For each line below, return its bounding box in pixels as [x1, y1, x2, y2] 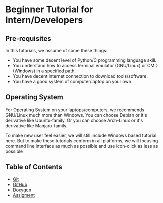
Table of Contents [5, 163, 63, 171]
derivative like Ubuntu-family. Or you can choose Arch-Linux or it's [5, 117, 143, 123]
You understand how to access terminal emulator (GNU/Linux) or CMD [12, 63, 158, 68]
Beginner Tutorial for [5, 4, 93, 15]
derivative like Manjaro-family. [5, 122, 68, 129]
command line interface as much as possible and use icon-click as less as [5, 143, 158, 149]
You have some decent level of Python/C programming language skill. [12, 57, 157, 63]
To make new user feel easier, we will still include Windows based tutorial [5, 132, 157, 138]
